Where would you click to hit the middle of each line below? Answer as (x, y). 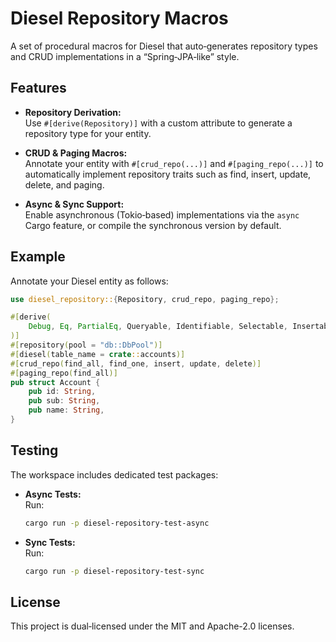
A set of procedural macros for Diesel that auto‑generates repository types (164, 46)
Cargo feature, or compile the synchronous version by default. (153, 225)
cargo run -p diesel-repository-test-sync (114, 571)
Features (38, 88)
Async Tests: (53, 494)
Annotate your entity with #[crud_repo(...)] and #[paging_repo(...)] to (174, 163)
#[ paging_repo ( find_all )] (64, 373)
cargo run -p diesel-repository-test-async (117, 523)
